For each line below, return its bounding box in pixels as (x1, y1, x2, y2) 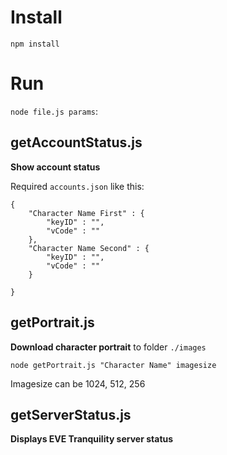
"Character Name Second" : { (28, 243, 150, 253)
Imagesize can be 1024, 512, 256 (10, 377, 146, 390)
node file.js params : (10, 105, 99, 117)
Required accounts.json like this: (10, 180, 145, 192)
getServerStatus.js (10, 406, 132, 423)
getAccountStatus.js (10, 134, 143, 151)
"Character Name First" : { (28, 208, 145, 218)
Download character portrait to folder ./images (10, 341, 207, 353)
